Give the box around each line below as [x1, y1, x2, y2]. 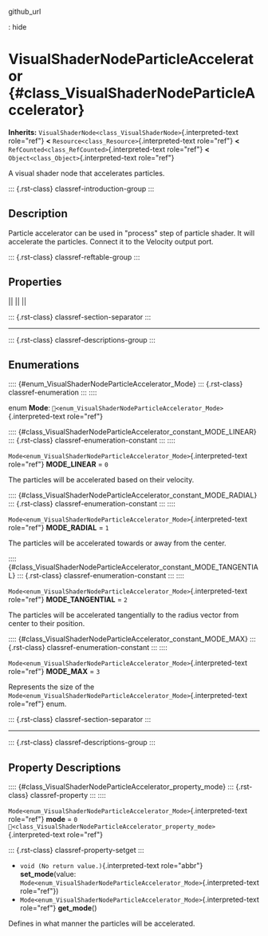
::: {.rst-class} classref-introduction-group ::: [8, 184, 155, 193]
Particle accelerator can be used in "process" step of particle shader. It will [8, 228, 255, 238]
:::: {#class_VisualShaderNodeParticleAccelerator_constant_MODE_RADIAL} [8, 490, 258, 500]
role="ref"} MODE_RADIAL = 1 [8, 523, 109, 533]
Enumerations [8, 358, 80, 371]
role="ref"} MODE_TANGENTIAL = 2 [8, 595, 128, 605]
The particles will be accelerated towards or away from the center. [8, 538, 227, 548]
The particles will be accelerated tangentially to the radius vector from [8, 610, 239, 620]
